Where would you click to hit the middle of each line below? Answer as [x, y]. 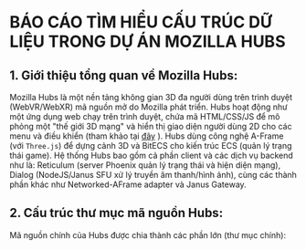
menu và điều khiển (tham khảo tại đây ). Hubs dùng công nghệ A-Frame [147, 136]
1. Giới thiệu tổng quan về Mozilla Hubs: [124, 75]
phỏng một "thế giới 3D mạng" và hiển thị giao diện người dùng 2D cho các [151, 126]
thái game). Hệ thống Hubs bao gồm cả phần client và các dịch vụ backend [152, 155]
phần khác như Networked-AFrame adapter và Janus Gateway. [128, 184]
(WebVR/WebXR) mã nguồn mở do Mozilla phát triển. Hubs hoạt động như [148, 107]
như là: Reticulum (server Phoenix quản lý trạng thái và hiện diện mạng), [145, 165]
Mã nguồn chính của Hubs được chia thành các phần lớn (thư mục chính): [148, 234]
